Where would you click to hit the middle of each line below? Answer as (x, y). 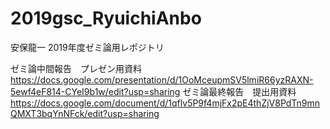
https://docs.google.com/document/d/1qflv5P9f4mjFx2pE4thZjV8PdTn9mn (165, 103)
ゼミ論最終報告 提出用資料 (239, 91)
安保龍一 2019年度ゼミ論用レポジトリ (87, 47)
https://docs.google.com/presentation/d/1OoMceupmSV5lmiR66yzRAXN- (162, 79)
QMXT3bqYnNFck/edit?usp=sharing (85, 113)
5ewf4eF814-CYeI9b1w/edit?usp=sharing (95, 91)
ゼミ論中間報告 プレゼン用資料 (76, 68)
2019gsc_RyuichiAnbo (106, 18)
